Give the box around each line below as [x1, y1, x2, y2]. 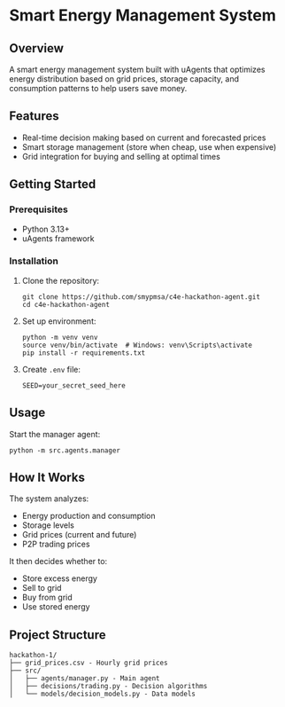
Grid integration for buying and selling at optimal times [21, 151, 221, 161]
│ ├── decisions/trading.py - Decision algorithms [9, 682, 208, 691]
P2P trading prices [21, 538, 90, 550]
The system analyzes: [9, 493, 89, 504]
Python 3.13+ [21, 224, 71, 234]
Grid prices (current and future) [21, 530, 137, 540]
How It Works [9, 470, 86, 484]
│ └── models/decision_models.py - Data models [9, 689, 196, 699]
